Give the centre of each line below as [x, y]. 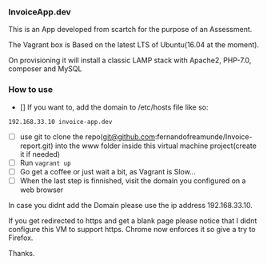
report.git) [36, 146]
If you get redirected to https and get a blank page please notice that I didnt [133, 220]
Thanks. [22, 253]
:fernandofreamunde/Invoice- [204, 136]
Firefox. [21, 238]
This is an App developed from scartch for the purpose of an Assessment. [130, 30]
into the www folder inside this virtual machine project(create [156, 146]
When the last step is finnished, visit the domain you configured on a [133, 180]
